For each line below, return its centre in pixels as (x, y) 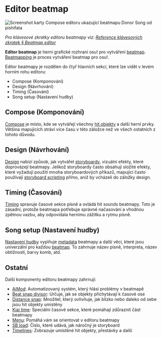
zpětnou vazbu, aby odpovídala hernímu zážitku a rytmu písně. (68, 215)
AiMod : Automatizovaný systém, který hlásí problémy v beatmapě (78, 289)
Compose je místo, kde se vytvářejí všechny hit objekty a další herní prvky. (80, 124)
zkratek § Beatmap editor (31, 42)
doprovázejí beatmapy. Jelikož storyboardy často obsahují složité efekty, (78, 167)
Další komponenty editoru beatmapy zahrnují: (51, 279)
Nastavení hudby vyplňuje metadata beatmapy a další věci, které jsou (75, 242)
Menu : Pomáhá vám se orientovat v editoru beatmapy (66, 320)
